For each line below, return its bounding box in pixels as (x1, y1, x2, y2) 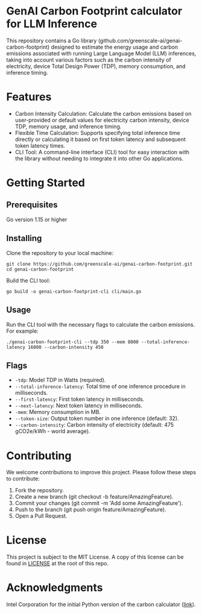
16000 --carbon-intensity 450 (28, 344, 104, 350)
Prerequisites (6, 200, 58, 210)
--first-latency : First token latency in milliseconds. (14, 396, 145, 403)
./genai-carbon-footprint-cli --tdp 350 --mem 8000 (6, 339, 139, 345)
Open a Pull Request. (14, 512, 68, 519)
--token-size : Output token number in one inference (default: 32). (14, 415, 179, 422)
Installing (6, 233, 42, 243)
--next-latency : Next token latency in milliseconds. (14, 402, 143, 409)
